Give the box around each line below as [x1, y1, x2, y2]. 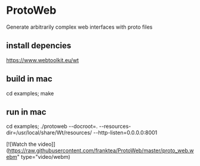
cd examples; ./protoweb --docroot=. [6, 123, 98, 130]
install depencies [6, 41, 72, 51]
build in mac [6, 74, 53, 84]
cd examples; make [6, 90, 54, 97]
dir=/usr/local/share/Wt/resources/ [6, 129, 93, 136]
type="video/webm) [20, 153, 70, 161]
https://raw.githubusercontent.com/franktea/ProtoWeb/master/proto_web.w [8, 147, 194, 154]
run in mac [6, 107, 47, 117]
